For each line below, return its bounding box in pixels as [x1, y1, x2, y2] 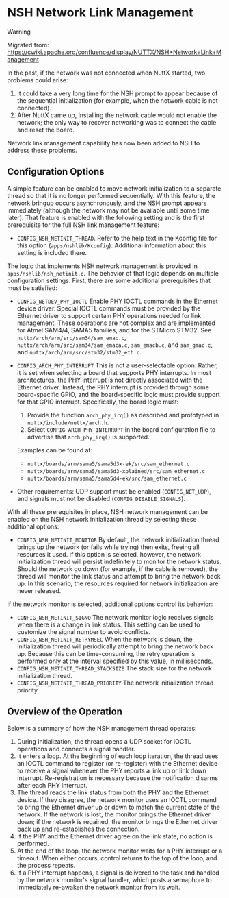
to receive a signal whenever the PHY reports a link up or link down [16, 766, 206, 775]
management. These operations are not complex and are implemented [16, 319, 215, 327]
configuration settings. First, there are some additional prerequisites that [7, 276, 211, 284]
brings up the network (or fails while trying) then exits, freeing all [16, 543, 200, 551]
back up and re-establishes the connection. [16, 825, 140, 833]
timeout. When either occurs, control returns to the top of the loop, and [16, 853, 217, 862]
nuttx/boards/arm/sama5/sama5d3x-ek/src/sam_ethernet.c [27, 461, 190, 468]
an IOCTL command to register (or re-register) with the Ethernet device [16, 759, 218, 767]
